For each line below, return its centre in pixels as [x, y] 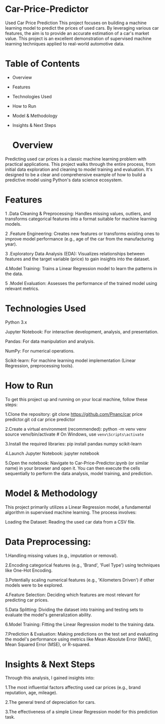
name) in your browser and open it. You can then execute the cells [73, 468]
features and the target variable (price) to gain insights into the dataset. [78, 259]
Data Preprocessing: [48, 542]
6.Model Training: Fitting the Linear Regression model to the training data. [80, 624]
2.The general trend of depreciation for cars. [50, 702]
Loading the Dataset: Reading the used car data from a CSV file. [70, 522]
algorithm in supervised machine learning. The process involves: [71, 512]
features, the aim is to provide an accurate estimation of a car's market [77, 33]
